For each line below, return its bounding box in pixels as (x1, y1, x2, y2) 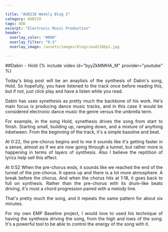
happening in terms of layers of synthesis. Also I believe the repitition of (5, 149, 163, 155)
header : (5, 31, 21, 36)
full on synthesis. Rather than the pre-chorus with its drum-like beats (5, 180, 163, 186)
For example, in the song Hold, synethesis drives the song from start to (5, 118, 163, 124)
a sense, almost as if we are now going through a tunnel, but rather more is (5, 144, 163, 150)
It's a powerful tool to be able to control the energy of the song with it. (5, 221, 149, 227)
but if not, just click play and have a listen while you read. (5, 88, 123, 94)
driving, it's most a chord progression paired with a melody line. (5, 185, 136, 191)
